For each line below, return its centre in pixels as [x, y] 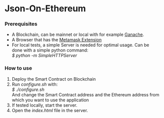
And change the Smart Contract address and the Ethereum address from [85, 94]
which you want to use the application [50, 100]
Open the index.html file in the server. [50, 110]
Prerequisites [21, 24]
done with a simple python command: [50, 50]
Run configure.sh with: [34, 84]
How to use [18, 68]
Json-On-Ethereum [45, 9]
